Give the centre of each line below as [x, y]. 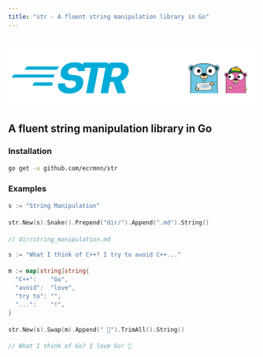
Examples [28, 188]
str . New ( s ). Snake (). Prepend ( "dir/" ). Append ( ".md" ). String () [109, 223]
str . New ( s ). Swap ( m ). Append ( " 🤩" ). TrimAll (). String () [96, 329]
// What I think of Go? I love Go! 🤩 [70, 346]
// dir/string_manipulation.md [59, 239]
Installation [30, 151]
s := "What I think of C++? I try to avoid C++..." [94, 254]
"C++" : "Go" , [42, 280]
